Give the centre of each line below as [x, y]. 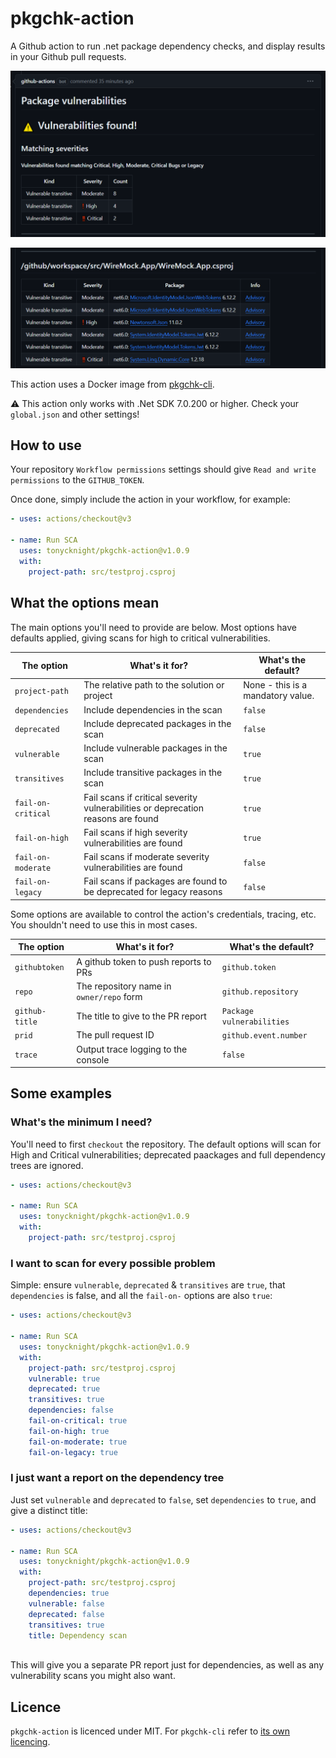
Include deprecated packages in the [157, 723]
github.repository [260, 992]
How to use [46, 445]
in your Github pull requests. [68, 56]
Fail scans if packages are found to [155, 881]
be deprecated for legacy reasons [153, 892]
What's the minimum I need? [81, 1122]
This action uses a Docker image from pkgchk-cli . [112, 384]
